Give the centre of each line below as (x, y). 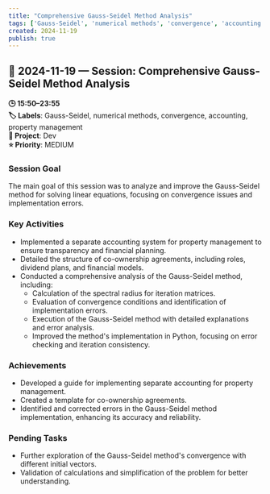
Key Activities (36, 224)
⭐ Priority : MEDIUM (41, 145)
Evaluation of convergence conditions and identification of (129, 301)
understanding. (45, 481)
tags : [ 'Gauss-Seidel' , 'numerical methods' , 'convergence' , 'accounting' (137, 23)
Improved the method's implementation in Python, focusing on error (145, 336)
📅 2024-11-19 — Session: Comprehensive (114, 71)
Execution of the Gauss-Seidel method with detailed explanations (141, 318)
